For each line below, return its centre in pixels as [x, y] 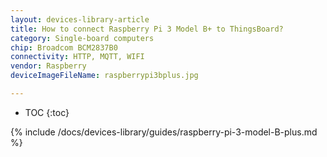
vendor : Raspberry [48, 66]
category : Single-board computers [82, 38]
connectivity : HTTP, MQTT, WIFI [77, 57]
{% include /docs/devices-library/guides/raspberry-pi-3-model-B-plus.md [164, 132]
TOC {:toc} [47, 112]
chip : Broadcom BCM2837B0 [64, 47]
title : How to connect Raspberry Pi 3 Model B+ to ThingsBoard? [147, 29]
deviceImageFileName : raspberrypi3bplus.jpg [104, 76]
